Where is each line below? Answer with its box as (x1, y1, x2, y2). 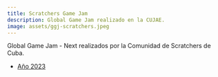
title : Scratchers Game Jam (7, 10, 88, 17)
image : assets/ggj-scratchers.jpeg (7, 23, 110, 30)
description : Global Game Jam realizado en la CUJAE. (7, 16, 166, 23)
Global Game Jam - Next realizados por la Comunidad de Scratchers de (7, 42, 212, 50)
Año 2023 (17, 63, 46, 71)
